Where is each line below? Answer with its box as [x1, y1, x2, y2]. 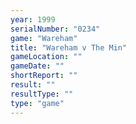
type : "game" [10, 98, 65, 108]
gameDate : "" [10, 61, 65, 71]
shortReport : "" [10, 71, 78, 81]
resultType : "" [10, 89, 74, 99]
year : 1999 [10, 14, 56, 25]
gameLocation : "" [10, 52, 83, 62]
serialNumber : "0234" [10, 24, 101, 34]
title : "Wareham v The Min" [10, 42, 128, 53]
